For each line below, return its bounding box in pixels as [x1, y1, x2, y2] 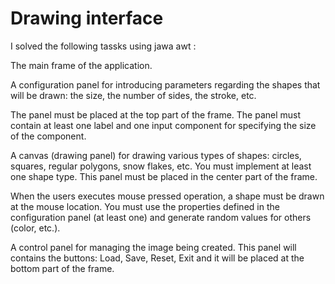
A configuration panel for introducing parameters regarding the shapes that [10, 78, 321, 91]
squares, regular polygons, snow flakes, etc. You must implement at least [10, 160, 312, 172]
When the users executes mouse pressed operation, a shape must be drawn [10, 190, 325, 202]
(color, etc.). [10, 222, 61, 234]
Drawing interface [10, 7, 164, 30]
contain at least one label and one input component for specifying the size [10, 119, 317, 131]
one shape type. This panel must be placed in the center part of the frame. [10, 170, 318, 182]
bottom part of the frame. [10, 262, 115, 274]
